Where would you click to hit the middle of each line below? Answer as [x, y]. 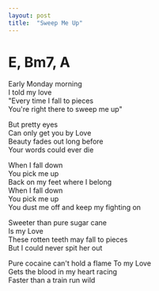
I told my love [30, 93]
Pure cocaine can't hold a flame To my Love [80, 263]
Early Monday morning [45, 84]
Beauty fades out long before [56, 142]
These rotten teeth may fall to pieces [68, 239]
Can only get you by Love [50, 133]
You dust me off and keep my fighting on [74, 208]
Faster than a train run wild [52, 280]
